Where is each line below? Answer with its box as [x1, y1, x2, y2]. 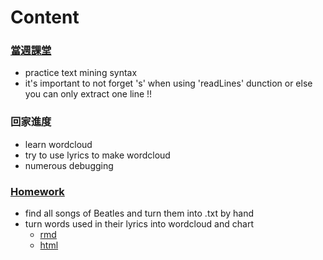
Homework [10, 184, 65, 198]
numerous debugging [24, 159, 114, 171]
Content [10, 6, 80, 29]
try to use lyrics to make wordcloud [24, 149, 171, 161]
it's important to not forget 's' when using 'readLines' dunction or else [24, 77, 313, 90]
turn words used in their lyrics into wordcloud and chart [24, 218, 254, 230]
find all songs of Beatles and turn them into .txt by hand [24, 207, 254, 220]
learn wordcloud [24, 138, 93, 150]
